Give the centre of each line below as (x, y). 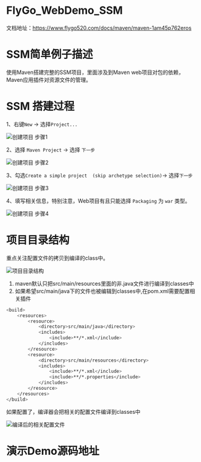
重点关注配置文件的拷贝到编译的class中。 (58, 258)
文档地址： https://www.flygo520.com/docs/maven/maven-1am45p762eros (99, 28)
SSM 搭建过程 (40, 106)
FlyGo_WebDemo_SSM (64, 11)
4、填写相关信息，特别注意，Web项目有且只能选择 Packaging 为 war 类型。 (98, 201)
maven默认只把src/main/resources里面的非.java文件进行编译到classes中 (104, 283)
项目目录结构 (38, 240)
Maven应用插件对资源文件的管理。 (49, 79)
